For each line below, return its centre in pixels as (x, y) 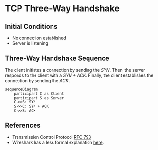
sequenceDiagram (21, 89)
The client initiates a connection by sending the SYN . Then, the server (75, 70)
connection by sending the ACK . (37, 80)
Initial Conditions (31, 26)
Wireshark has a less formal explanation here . (58, 142)
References (23, 125)
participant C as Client (39, 93)
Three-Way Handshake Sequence (57, 58)
